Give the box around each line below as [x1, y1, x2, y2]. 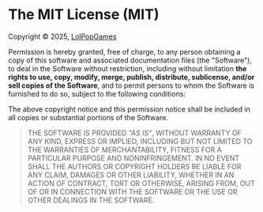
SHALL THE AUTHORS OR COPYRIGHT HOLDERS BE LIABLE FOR [27, 161, 242, 171]
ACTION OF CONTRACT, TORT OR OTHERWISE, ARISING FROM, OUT [27, 178, 255, 187]
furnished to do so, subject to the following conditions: [8, 89, 186, 98]
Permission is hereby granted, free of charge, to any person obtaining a [8, 47, 241, 56]
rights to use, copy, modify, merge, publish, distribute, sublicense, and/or [8, 72, 255, 81]
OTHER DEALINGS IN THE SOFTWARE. [27, 195, 155, 205]
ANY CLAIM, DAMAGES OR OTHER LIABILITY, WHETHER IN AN [27, 170, 235, 180]
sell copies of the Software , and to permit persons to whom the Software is [8, 81, 255, 90]
